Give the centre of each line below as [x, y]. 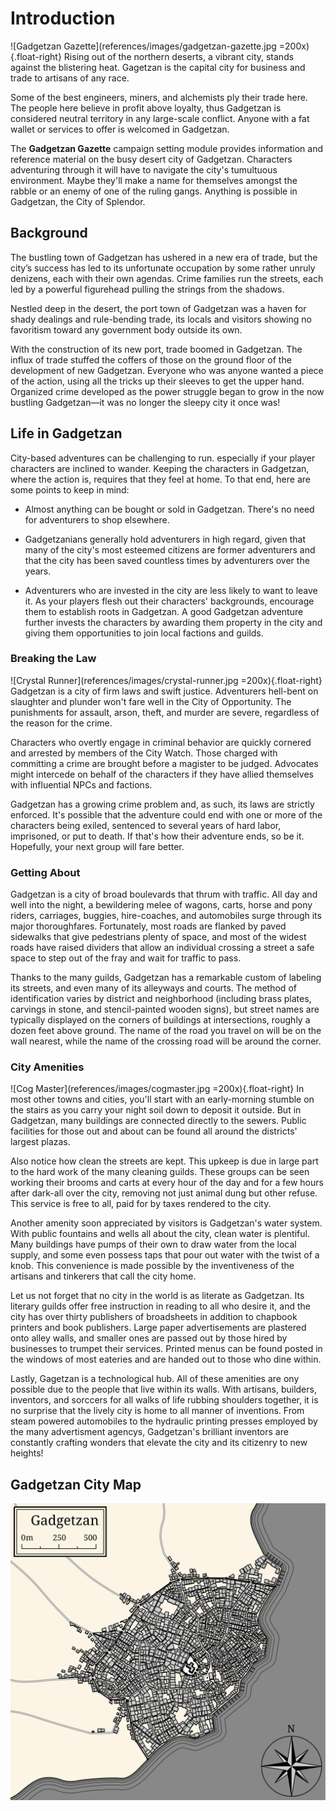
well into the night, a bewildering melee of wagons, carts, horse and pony [161, 905]
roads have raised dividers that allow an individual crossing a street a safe [162, 948]
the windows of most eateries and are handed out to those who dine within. [166, 1359]
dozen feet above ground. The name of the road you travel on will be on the [166, 1031]
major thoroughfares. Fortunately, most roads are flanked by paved [148, 926]
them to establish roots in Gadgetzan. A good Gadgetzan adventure [164, 611]
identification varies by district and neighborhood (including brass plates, [161, 999]
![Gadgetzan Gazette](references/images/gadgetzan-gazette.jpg [143, 46]
